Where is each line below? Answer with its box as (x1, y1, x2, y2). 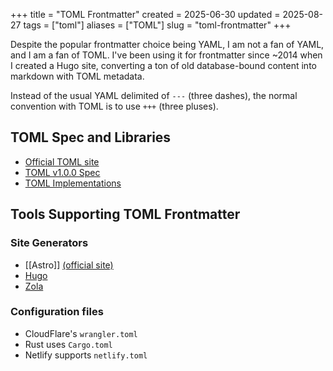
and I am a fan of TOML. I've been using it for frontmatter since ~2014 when (10, 49, 323, 61)
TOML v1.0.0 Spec (24, 166, 101, 178)
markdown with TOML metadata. (10, 70, 145, 82)
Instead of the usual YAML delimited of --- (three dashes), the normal (10, 90, 298, 101)
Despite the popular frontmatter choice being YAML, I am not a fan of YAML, (10, 39, 325, 50)
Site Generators (10, 236, 89, 250)
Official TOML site (24, 155, 100, 168)
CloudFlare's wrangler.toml (24, 327, 138, 339)
